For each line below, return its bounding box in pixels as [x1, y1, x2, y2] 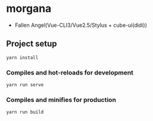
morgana [6, 2, 52, 15]
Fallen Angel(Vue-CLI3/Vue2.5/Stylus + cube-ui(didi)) [14, 21, 148, 29]
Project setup [6, 39, 58, 49]
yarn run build [6, 109, 44, 115]
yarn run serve [6, 82, 44, 88]
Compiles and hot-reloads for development [6, 68, 134, 76]
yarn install [6, 54, 39, 61]
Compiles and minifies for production [6, 95, 116, 104]
